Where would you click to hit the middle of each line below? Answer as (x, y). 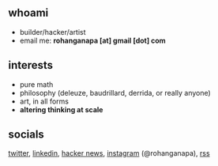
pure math (36, 84)
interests (31, 65)
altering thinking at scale (61, 109)
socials (26, 135)
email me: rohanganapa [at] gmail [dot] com (92, 40)
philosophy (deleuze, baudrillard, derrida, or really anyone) (115, 92)
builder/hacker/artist (53, 32)
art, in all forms (44, 101)
